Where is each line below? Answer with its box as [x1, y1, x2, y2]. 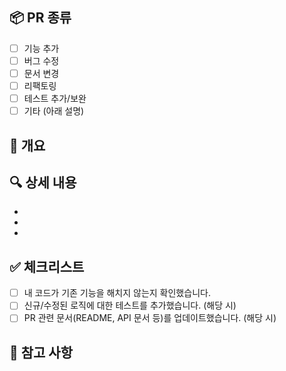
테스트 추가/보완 [23, 93, 87, 105]
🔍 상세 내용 [9, 174, 77, 191]
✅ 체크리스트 [9, 258, 85, 275]
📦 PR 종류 [9, 9, 72, 27]
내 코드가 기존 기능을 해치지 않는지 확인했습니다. [23, 287, 211, 299]
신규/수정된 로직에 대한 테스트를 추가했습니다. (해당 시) [23, 299, 237, 312]
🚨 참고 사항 [9, 344, 74, 361]
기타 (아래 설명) [23, 105, 85, 117]
